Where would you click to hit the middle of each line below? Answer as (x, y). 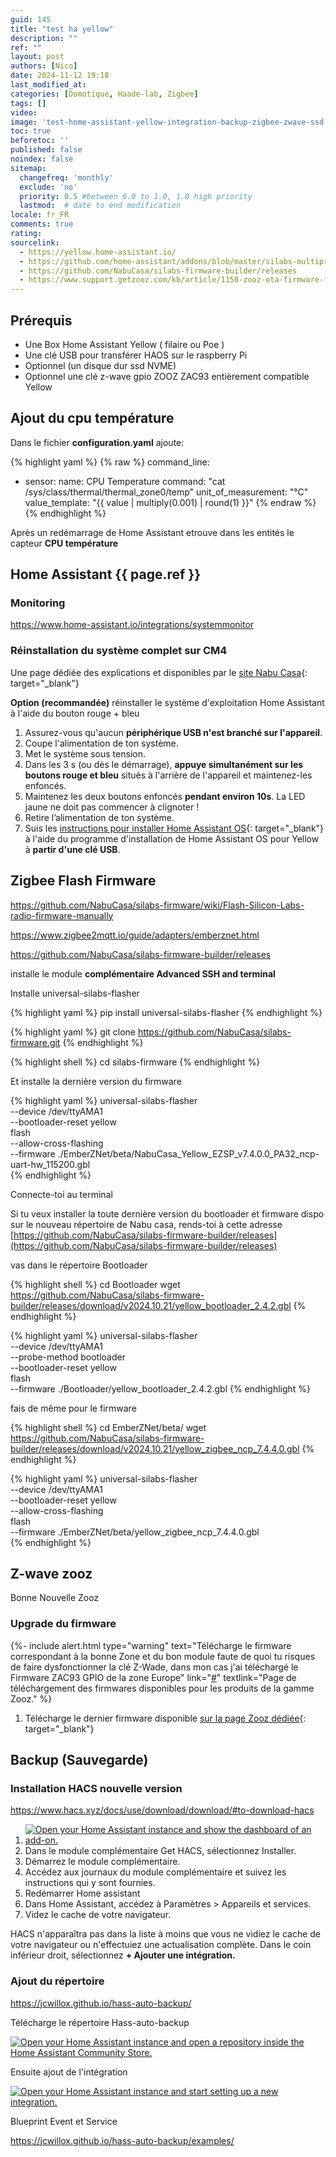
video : (24, 112)
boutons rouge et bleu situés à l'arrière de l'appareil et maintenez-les (168, 775)
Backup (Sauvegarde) (79, 1760)
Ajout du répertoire (57, 1981)
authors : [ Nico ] (44, 66)
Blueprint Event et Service (64, 2121)
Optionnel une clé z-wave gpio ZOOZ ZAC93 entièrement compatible (167, 376)
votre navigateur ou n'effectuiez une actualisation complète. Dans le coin (161, 1945)
